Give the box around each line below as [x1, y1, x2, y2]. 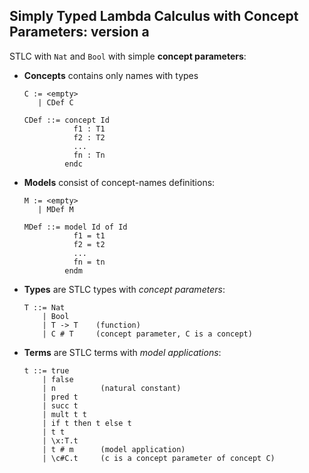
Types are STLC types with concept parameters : [23, 283, 226, 295]
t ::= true [23, 365, 70, 376]
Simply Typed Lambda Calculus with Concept [9, 8, 299, 25]
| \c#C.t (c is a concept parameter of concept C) [42, 453, 276, 463]
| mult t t [42, 409, 88, 419]
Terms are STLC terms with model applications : [23, 346, 222, 358]
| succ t [42, 400, 79, 411]
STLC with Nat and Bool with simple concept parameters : [9, 50, 247, 62]
